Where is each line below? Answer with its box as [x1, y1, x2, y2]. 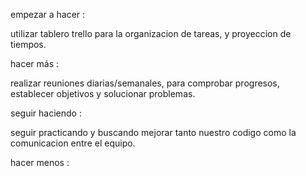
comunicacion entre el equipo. [10, 137, 136, 149]
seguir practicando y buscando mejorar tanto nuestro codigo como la [10, 127, 297, 138]
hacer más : [10, 58, 59, 69]
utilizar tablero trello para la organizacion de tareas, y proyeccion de [10, 28, 292, 39]
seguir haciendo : [10, 107, 82, 119]
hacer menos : [10, 157, 70, 168]
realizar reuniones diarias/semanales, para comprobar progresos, [10, 77, 280, 89]
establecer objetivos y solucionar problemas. [10, 88, 196, 99]
